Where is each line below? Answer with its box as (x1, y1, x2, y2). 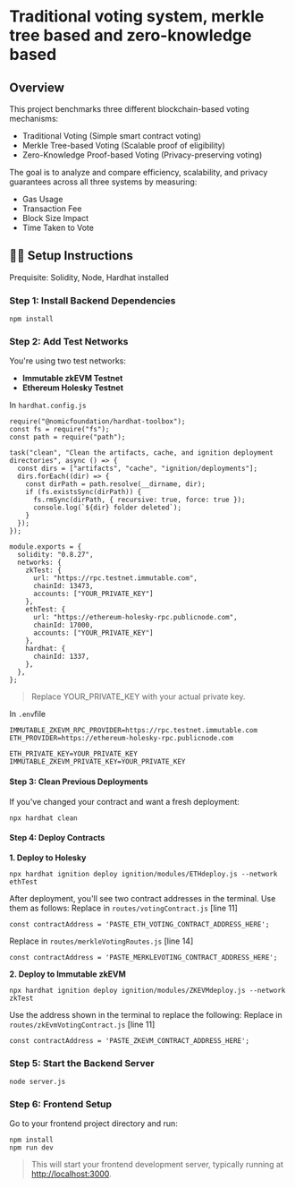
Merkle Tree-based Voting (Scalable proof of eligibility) (21, 141, 225, 150)
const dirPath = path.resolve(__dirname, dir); (25, 480, 206, 489)
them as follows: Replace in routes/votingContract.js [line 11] (9, 902, 239, 913)
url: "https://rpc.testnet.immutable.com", (32, 574, 198, 583)
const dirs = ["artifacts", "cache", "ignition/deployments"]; (17, 464, 257, 474)
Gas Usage (21, 194, 63, 204)
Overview (9, 80, 65, 95)
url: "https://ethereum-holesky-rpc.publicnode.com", (32, 613, 239, 622)
